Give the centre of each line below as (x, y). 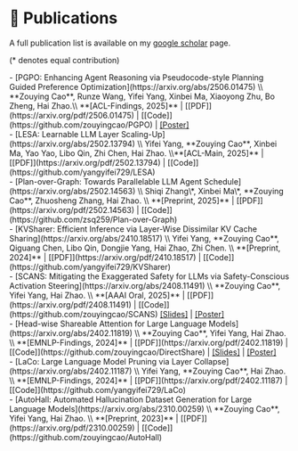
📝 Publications (64, 18)
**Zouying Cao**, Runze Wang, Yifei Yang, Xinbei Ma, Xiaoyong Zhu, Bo (142, 96)
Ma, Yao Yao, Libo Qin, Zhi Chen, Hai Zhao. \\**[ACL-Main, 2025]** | (137, 153)
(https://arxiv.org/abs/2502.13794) (72, 143)
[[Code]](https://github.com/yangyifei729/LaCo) (98, 389)
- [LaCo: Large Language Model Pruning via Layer (101, 361)
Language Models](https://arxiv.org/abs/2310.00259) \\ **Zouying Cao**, (145, 408)
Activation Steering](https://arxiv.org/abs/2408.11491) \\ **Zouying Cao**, (145, 285)
